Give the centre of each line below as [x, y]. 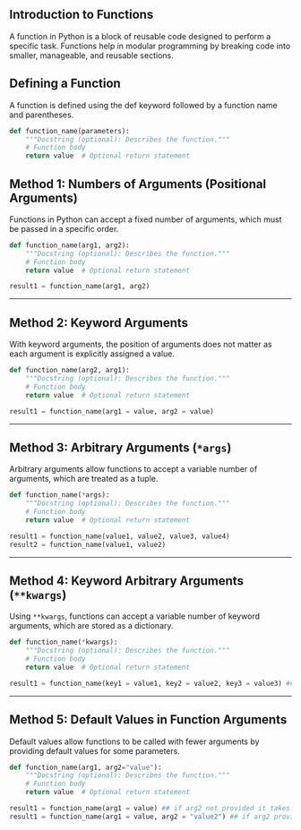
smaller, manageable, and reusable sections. [91, 55]
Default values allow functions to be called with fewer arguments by [134, 741]
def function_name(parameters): [69, 131]
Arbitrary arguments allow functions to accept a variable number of [133, 469]
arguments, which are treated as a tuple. [84, 479]
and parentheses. [42, 115]
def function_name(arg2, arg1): [69, 371]
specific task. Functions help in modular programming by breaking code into [150, 46]
